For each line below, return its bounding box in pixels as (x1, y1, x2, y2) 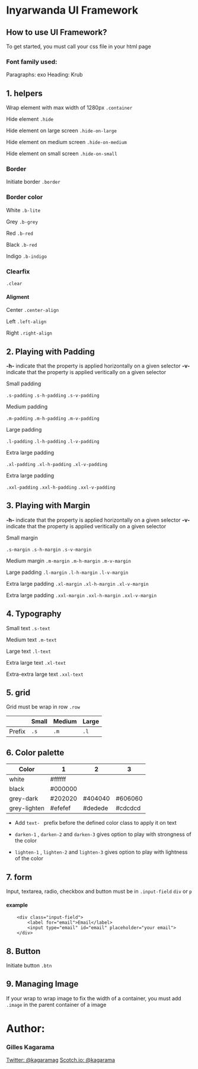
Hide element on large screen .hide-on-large (6, 127, 117, 134)
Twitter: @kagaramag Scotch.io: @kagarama (6, 1057, 116, 1064)
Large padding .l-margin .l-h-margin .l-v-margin (6, 569, 129, 576)
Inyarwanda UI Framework (6, 4, 138, 17)
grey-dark (9, 794, 39, 803)
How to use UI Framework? (6, 27, 108, 37)
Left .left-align (6, 318, 47, 325)
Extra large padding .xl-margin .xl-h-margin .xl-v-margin (6, 580, 149, 587)
